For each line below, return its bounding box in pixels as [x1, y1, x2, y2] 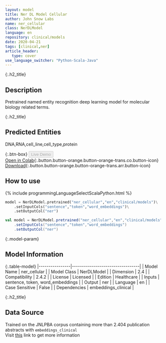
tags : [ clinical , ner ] [5, 44, 50, 49]
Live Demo [31, 151, 51, 157]
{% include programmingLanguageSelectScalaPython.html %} [5, 190, 132, 196]
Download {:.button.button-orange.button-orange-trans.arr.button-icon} [5, 162, 151, 168]
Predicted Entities [5, 128, 61, 137]
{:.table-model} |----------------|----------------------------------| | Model [5, 263, 158, 269]
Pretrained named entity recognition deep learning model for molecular [5, 99, 150, 105]
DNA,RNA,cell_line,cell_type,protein [5, 141, 78, 147]
